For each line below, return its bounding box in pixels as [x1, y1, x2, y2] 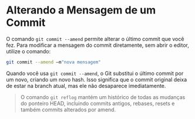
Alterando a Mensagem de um [6, 4, 156, 17]
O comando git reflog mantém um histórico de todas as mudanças [20, 93, 186, 100]
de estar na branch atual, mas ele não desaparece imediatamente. [6, 82, 166, 89]
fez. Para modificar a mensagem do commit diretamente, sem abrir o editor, [6, 42, 189, 49]
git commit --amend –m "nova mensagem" [6, 59, 101, 65]
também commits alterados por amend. [20, 106, 116, 113]
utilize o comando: [6, 47, 51, 55]
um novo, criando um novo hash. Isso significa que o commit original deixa [6, 76, 187, 83]
